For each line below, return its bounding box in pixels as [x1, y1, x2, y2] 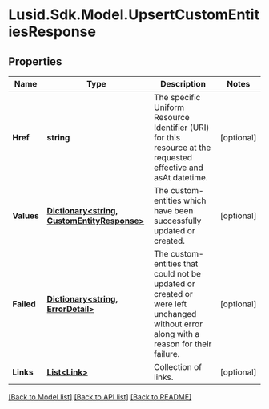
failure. [153, 349, 180, 359]
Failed [12, 298, 36, 310]
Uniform [153, 102, 185, 113]
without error [153, 318, 203, 330]
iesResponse [8, 22, 96, 41]
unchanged [153, 309, 197, 319]
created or [153, 289, 194, 299]
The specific [153, 92, 201, 103]
